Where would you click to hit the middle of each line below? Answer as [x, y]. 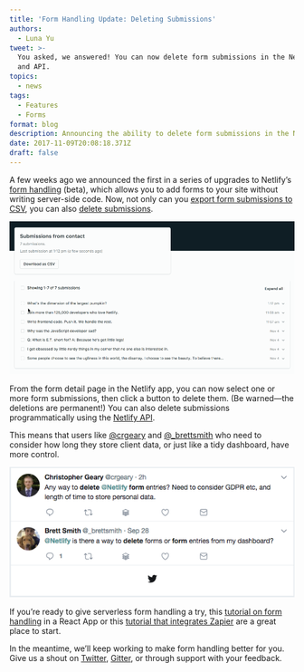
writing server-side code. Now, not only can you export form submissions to [151, 198]
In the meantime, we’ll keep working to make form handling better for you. [147, 648]
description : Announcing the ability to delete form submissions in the [149, 134]
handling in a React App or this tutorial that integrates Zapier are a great [143, 621]
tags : [19, 95]
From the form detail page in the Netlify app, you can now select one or [142, 389]
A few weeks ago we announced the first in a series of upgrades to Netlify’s [151, 179]
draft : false [34, 153]
